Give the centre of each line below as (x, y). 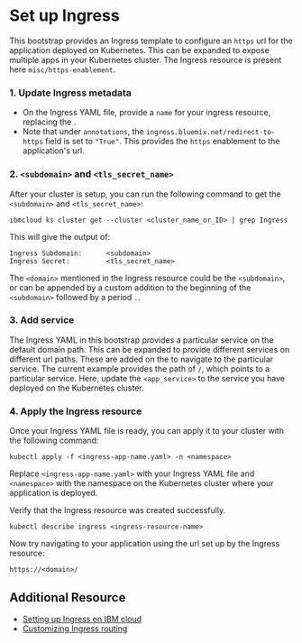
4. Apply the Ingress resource (76, 411)
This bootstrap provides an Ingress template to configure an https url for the (151, 41)
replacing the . (49, 122)
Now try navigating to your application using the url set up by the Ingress (145, 544)
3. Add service (42, 320)
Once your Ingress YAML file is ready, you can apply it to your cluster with (146, 431)
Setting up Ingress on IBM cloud (82, 619)
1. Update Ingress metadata (71, 93)
